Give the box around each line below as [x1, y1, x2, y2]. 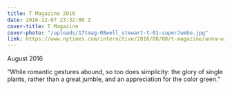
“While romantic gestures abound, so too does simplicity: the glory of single [7, 68, 223, 76]
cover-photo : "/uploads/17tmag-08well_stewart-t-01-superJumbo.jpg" [7, 29, 209, 36]
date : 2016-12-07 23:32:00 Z [7, 16, 91, 23]
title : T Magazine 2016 [7, 10, 76, 17]
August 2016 [7, 54, 43, 63]
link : [7, 36, 23, 43]
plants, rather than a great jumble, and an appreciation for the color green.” [7, 75, 221, 83]
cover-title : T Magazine [7, 23, 79, 30]
